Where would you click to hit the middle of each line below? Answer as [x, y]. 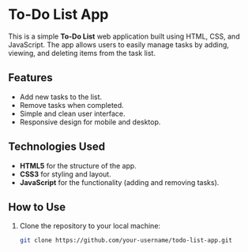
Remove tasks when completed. [71, 105]
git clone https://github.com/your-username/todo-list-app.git [126, 241]
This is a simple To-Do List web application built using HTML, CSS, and [124, 36]
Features [30, 78]
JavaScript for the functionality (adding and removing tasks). [119, 182]
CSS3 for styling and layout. [66, 174]
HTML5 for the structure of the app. [78, 165]
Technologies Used [56, 147]
